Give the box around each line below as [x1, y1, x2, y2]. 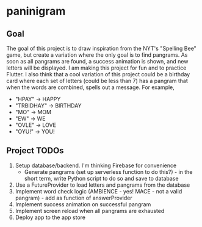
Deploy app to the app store [15, 214, 85, 221]
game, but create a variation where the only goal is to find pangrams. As [6, 51, 188, 59]
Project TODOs [6, 145, 64, 156]
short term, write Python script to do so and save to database [24, 175, 179, 182]
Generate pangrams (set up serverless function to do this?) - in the [24, 168, 193, 175]
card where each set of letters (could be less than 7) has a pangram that [6, 77, 188, 84]
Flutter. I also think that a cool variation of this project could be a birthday [6, 71, 190, 77]
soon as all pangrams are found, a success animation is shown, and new [6, 58, 189, 65]
